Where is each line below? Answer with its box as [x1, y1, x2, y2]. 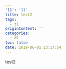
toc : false [5, 40, 28, 45]
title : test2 [5, 12, 32, 17]
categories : [5, 31, 30, 36]
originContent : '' [5, 26, 43, 31]
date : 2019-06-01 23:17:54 [5, 45, 61, 50]
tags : [5, 17, 16, 22]
